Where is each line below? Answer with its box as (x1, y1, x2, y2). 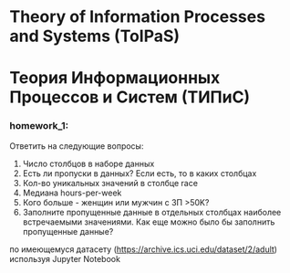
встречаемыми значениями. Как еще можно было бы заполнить (22, 216, 275, 227)
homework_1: (9, 120, 69, 132)
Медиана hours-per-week (22, 187, 122, 198)
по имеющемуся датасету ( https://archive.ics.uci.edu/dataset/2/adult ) (9, 244, 278, 255)
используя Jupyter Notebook (9, 253, 121, 264)
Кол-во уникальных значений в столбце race (22, 177, 199, 188)
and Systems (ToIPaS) (9, 26, 181, 47)
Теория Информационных (9, 68, 221, 89)
